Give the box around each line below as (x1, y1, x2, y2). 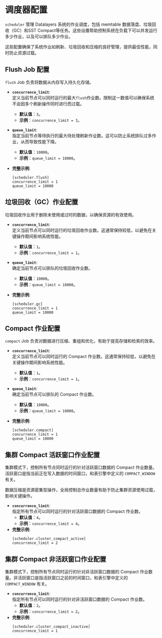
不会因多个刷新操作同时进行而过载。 (12, 100, 85, 107)
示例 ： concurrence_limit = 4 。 (19, 521, 82, 526)
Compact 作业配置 (5, 324, 60, 332)
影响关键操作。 (5, 493, 35, 499)
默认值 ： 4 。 (19, 515, 43, 521)
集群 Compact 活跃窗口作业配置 (5, 451, 100, 459)
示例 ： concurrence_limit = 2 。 (19, 608, 82, 614)
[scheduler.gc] (12, 301, 43, 306)
